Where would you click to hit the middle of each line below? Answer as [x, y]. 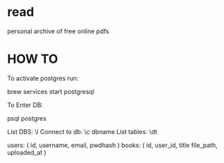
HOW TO [33, 59]
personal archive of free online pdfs [58, 31]
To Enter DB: [25, 105]
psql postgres [27, 118]
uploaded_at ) [27, 152]
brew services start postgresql [51, 91]
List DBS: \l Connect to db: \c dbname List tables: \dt [82, 131]
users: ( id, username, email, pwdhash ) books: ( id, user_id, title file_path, [112, 145]
